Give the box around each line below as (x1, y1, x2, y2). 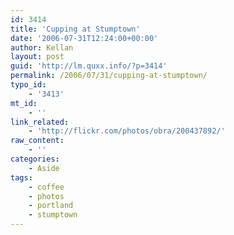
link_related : (10, 117, 70, 127)
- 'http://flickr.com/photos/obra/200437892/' (28, 126, 226, 136)
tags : (10, 172, 33, 183)
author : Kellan (10, 42, 74, 53)
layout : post (10, 52, 65, 62)
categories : (10, 154, 60, 164)
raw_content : (10, 136, 65, 146)
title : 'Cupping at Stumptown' (10, 24, 141, 34)
